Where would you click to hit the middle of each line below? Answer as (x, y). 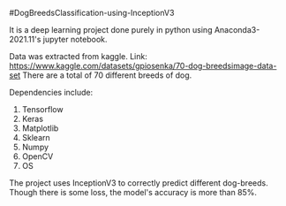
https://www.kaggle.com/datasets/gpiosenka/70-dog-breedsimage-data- (143, 66)
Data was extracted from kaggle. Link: (78, 56)
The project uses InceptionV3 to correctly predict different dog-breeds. (139, 183)
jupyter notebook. (75, 39)
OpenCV (38, 156)
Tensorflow (42, 109)
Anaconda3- (237, 30)
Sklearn (36, 137)
